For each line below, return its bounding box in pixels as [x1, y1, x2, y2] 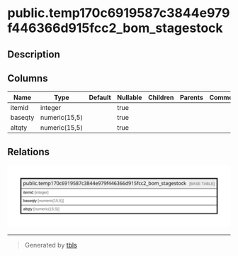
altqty [10, 123, 28, 132]
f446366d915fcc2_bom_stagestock [7, 20, 223, 36]
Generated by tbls [24, 240, 78, 249]
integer [40, 104, 62, 112]
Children [147, 93, 174, 101]
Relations [7, 145, 50, 157]
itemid [10, 104, 29, 112]
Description [7, 48, 60, 60]
